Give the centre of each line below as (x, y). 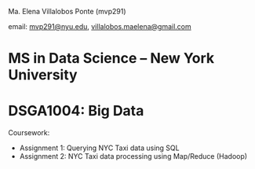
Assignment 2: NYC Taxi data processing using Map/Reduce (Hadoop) (133, 156)
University (43, 75)
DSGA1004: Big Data (76, 111)
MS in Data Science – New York (111, 59)
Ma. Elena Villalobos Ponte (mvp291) (67, 11)
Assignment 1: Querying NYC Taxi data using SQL (99, 148)
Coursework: (29, 133)
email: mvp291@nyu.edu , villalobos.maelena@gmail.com (100, 26)
